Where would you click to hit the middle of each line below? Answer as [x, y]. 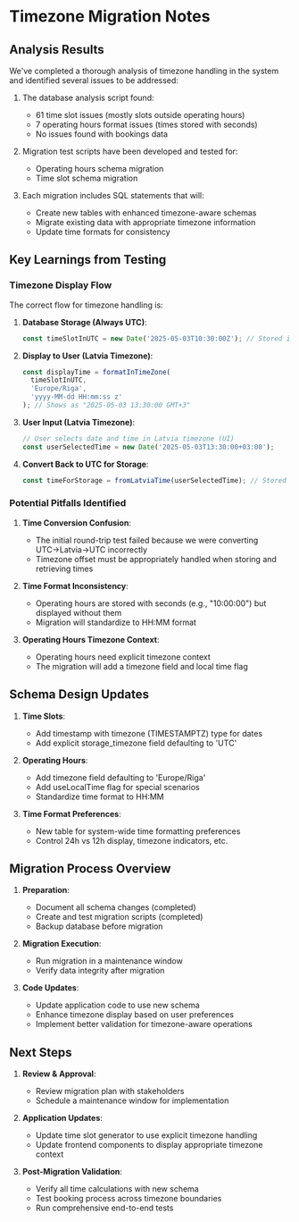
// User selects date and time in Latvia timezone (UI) [128, 438]
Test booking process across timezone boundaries [129, 1199]
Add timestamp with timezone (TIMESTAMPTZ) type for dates [149, 733]
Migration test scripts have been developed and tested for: [130, 151]
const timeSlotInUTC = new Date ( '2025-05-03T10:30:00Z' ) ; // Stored [152, 338]
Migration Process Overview [90, 869]
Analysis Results [57, 50]
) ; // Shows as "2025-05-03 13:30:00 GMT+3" [106, 405]
